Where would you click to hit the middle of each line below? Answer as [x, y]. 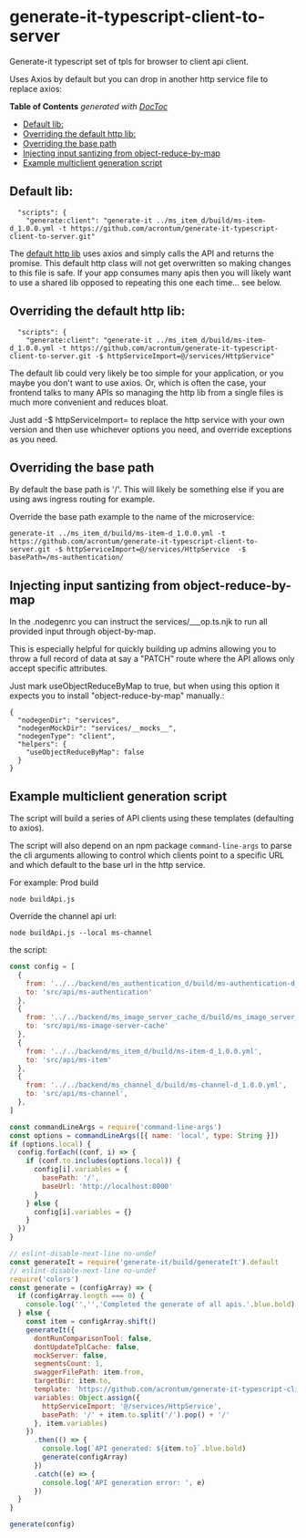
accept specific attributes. [58, 668]
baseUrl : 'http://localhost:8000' [107, 1186]
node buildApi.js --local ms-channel [81, 933]
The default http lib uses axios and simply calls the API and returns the [142, 253]
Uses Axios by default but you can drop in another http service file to [139, 78]
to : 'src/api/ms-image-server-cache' [97, 1026]
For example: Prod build [54, 883]
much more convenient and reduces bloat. [89, 402]
